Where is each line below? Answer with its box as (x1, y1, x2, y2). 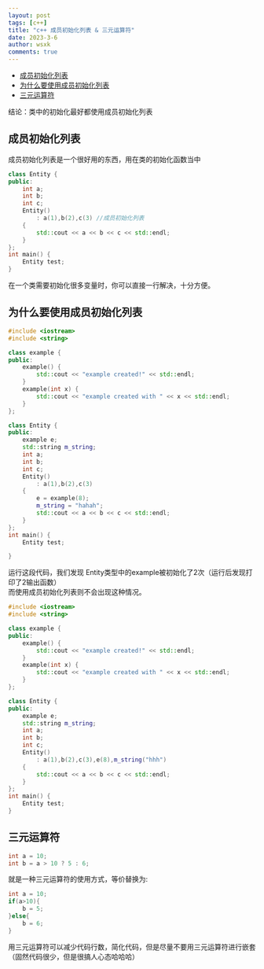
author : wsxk (8, 41, 51, 49)
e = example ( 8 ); (36, 495, 90, 503)
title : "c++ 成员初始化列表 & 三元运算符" (8, 26, 135, 34)
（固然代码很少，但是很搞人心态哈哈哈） (8, 952, 139, 961)
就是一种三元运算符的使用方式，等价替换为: (8, 875, 148, 884)
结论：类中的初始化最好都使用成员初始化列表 (8, 107, 153, 116)
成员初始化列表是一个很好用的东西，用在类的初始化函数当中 (8, 154, 201, 164)
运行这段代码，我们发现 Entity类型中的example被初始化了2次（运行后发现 (8, 568, 246, 577)
